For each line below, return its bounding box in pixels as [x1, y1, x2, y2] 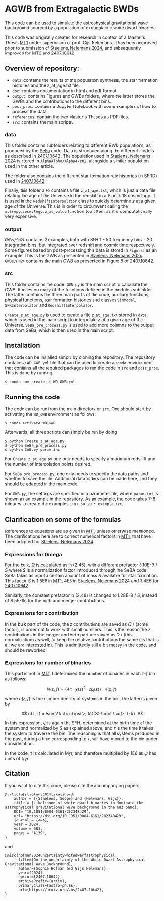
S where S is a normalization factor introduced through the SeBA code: [5, 567, 148, 573]
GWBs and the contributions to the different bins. [12, 98, 111, 104]
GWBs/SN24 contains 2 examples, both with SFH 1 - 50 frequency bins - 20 [5, 237, 153, 243]
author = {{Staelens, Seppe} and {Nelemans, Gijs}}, [14, 796, 124, 801]
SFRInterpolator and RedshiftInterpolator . [5, 302, 94, 308]
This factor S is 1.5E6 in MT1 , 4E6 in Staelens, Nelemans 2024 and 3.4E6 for [5, 578, 159, 583]
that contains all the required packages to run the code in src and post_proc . [5, 365, 159, 371]
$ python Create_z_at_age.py [5, 439, 65, 444]
